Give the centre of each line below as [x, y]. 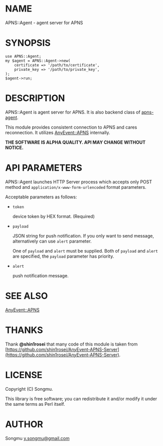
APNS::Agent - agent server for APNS [44, 23]
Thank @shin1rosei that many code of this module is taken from [71, 344]
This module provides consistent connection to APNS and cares [71, 127]
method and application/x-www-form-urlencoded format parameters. [76, 187]
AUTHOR [24, 424]
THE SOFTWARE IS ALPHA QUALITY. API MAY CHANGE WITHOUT [75, 142]
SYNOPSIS [28, 43]
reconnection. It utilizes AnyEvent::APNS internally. [58, 132]
